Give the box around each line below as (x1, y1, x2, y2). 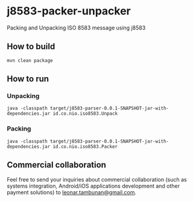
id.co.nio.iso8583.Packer (52, 143, 118, 150)
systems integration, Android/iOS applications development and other (7, 182, 180, 189)
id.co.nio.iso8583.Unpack (52, 111, 118, 117)
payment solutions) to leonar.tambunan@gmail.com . (7, 188, 137, 196)
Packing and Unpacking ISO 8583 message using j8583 (7, 24, 146, 31)
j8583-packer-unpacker (7, 4, 131, 18)
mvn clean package (7, 57, 53, 64)
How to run (7, 74, 49, 84)
